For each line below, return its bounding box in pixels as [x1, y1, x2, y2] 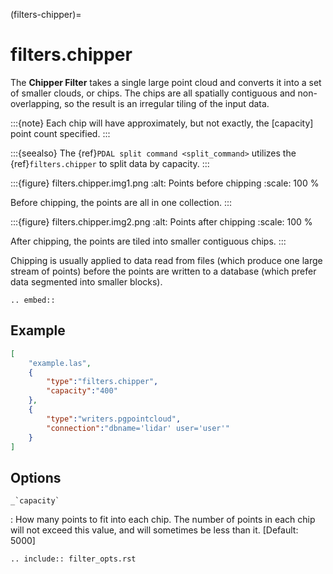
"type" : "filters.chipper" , [46, 377, 159, 387]
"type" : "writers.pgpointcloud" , [46, 414, 182, 424]
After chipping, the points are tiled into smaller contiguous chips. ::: [10, 235, 287, 247]
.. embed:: [10, 295, 56, 305]
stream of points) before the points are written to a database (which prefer [10, 265, 317, 277]
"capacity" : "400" [46, 386, 118, 396]
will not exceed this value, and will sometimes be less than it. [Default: [10, 524, 299, 536]
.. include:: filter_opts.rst [10, 554, 137, 564]
